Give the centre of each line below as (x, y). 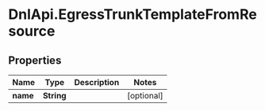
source (32, 31)
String (54, 96)
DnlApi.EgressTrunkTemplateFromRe (133, 15)
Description (97, 82)
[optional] (145, 96)
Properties (35, 60)
